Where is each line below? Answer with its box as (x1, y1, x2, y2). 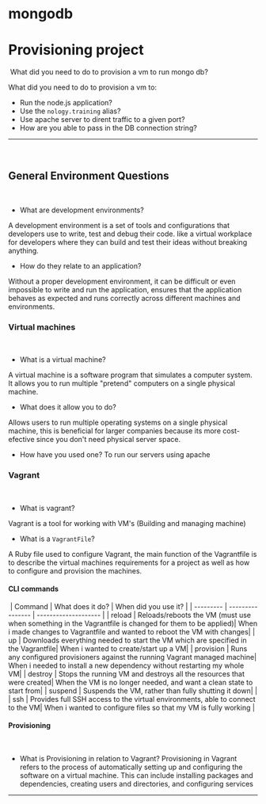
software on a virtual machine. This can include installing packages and (19, 770, 253, 780)
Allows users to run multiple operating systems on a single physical (8, 417, 228, 428)
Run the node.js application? (19, 98, 112, 108)
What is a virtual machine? (19, 355, 106, 364)
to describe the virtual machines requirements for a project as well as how (8, 558, 250, 567)
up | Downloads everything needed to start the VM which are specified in (8, 635, 247, 645)
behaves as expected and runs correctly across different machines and (8, 293, 241, 303)
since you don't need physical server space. (36, 435, 180, 444)
